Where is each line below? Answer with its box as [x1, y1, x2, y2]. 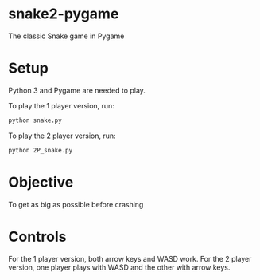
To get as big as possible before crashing [8, 199, 144, 209]
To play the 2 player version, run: [8, 131, 117, 140]
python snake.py [8, 116, 62, 124]
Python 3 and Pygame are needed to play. [8, 85, 146, 95]
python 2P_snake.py [8, 146, 73, 154]
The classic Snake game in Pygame [8, 31, 125, 41]
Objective [8, 173, 74, 191]
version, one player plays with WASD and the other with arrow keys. [8, 262, 231, 272]
